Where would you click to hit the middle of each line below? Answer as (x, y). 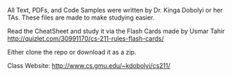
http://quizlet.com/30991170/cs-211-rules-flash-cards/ (86, 38)
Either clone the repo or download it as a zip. (72, 52)
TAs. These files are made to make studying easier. (81, 17)
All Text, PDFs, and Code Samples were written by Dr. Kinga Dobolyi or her (115, 10)
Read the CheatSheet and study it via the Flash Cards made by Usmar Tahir (116, 31)
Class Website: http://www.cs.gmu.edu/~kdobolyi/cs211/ (89, 65)
